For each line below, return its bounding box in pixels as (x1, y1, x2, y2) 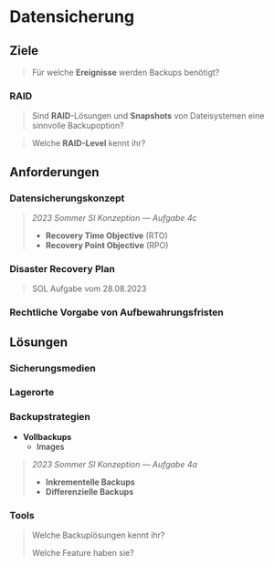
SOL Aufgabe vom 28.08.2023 (31, 283, 147, 294)
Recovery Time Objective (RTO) (45, 230, 169, 241)
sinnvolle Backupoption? (31, 121, 125, 131)
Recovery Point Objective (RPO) (45, 239, 169, 250)
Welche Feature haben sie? (31, 548, 134, 559)
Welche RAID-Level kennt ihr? (31, 138, 146, 149)
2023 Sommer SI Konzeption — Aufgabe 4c (31, 212, 197, 223)
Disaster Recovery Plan (9, 262, 116, 275)
